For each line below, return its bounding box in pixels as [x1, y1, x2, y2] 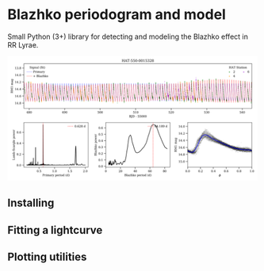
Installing [7, 197, 55, 210]
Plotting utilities [7, 250, 87, 264]
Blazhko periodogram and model [7, 6, 227, 24]
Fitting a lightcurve [7, 223, 103, 237]
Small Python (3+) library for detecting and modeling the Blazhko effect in [7, 32, 249, 41]
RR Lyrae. [7, 40, 39, 49]
